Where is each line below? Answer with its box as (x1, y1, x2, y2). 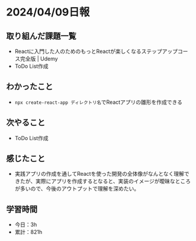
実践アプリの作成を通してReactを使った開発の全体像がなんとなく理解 (14, 170, 185, 177)
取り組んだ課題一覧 (6, 31, 76, 41)
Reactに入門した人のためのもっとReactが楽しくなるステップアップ (14, 48, 178, 55)
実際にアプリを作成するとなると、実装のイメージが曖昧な (35, 177, 176, 185)
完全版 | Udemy (20, 55, 58, 62)
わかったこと (6, 81, 53, 92)
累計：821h (14, 229, 43, 236)
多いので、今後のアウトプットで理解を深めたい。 (20, 185, 140, 192)
